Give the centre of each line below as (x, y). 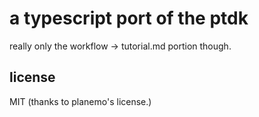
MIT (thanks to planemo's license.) (80, 101)
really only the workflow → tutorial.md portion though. (120, 46)
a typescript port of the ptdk (129, 18)
